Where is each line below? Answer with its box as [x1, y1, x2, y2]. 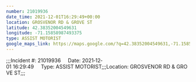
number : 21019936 [6, 8, 48, 15]
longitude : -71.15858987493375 [6, 30, 82, 36]
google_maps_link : [6, 41, 51, 47]
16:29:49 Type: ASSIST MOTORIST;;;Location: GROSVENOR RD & [12, 63, 176, 70]
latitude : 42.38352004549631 [6, 24, 77, 31]
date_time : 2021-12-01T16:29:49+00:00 [6, 14, 100, 20]
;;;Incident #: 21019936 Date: [6, 56, 81, 64]
